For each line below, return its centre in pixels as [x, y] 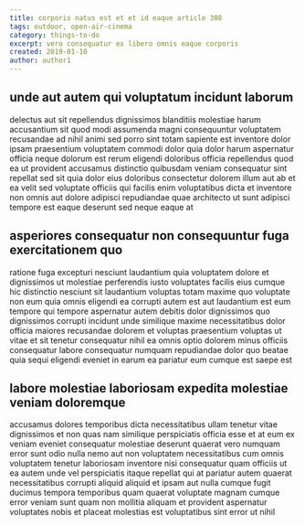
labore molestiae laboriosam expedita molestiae [149, 388]
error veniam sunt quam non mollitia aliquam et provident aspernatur [138, 502]
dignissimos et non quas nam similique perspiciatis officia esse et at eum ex [152, 435]
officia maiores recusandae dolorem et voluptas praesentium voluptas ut [146, 330]
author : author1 [40, 60]
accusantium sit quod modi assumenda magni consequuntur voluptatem [145, 129]
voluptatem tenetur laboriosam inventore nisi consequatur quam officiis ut [148, 464]
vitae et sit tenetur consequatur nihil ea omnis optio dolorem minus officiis [149, 340]
